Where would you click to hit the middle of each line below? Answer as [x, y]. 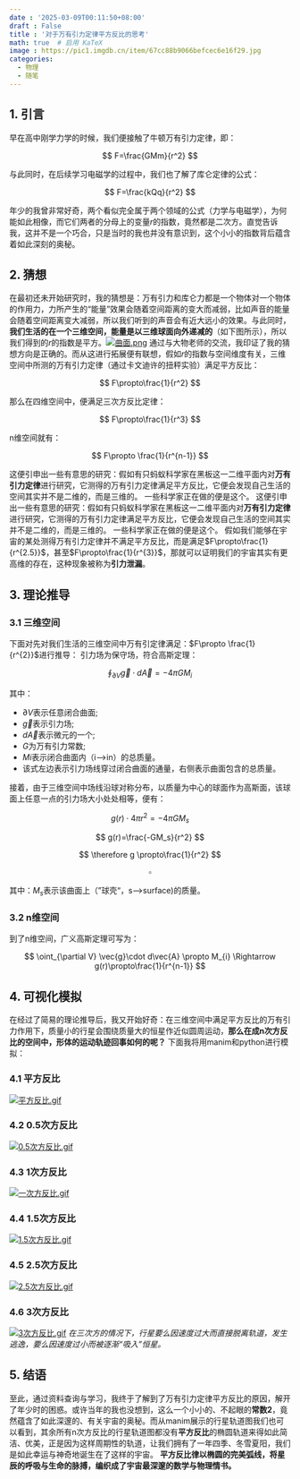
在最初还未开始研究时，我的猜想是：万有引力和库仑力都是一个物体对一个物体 [150, 298]
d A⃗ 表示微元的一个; [58, 734]
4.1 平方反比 [35, 1079]
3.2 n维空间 [34, 918]
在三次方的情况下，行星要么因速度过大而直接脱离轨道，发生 [178, 1333]
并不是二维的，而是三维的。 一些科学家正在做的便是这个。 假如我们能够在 [144, 530]
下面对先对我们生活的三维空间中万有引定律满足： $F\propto [117, 644]
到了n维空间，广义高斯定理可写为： [75, 939]
